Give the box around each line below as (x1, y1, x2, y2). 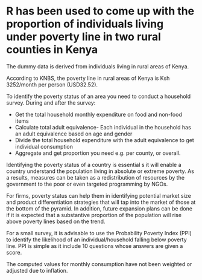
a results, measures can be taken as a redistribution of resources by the (6, 174, 185, 181)
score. (6, 249, 22, 256)
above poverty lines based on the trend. (6, 218, 106, 225)
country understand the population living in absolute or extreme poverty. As (6, 168, 195, 175)
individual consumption (14, 143, 74, 150)
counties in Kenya (6, 43, 98, 57)
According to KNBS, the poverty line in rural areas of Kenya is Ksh (6, 74, 170, 82)
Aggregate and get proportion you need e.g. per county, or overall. (14, 149, 181, 157)
